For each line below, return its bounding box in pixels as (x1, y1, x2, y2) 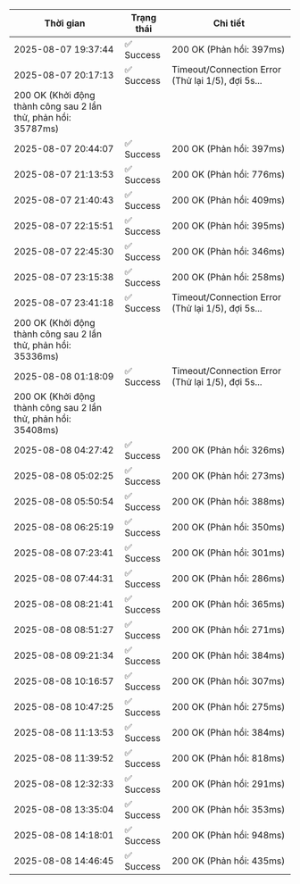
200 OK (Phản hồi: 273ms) (171, 470, 286, 481)
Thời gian (44, 17, 86, 29)
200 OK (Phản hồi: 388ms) (171, 496, 286, 507)
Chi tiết (212, 17, 246, 29)
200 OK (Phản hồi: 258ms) (171, 271, 286, 283)
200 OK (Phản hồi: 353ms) (171, 804, 286, 815)
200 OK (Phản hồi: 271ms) (171, 624, 286, 636)
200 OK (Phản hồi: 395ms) (171, 220, 286, 231)
